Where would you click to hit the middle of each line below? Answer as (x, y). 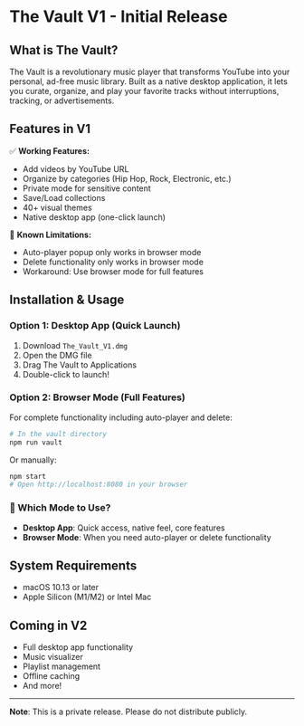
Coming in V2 (48, 625)
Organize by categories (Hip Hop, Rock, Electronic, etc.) (127, 178)
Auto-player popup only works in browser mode (112, 252)
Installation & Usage (67, 300)
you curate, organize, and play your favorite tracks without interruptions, (144, 91)
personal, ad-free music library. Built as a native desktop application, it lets (148, 81)
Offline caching (51, 676)
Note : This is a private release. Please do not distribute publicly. (128, 712)
